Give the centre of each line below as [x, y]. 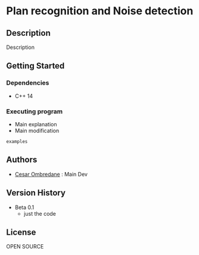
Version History [36, 193]
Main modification [37, 130]
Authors [22, 160]
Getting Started [35, 66]
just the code [40, 213]
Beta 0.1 [24, 207]
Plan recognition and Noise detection [100, 11]
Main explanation [36, 124]
